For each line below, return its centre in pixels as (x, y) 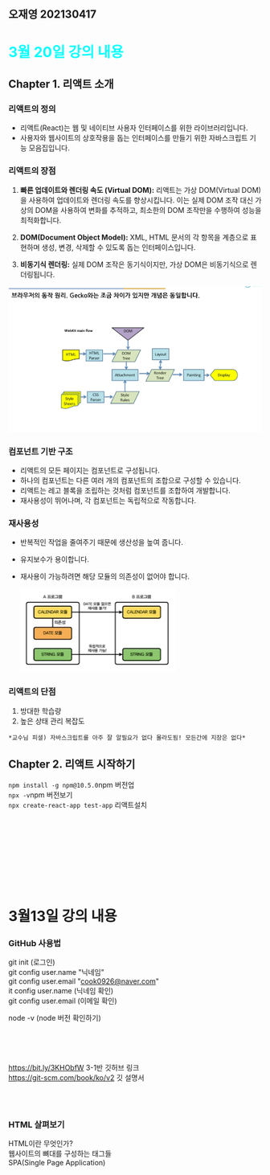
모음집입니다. (49, 148)
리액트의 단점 (32, 692)
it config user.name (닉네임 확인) (61, 990)
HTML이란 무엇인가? (41, 1144)
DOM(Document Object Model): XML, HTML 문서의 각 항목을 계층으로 (134, 237)
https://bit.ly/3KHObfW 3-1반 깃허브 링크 (74, 1067)
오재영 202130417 (52, 14)
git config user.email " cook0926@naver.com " (84, 981)
